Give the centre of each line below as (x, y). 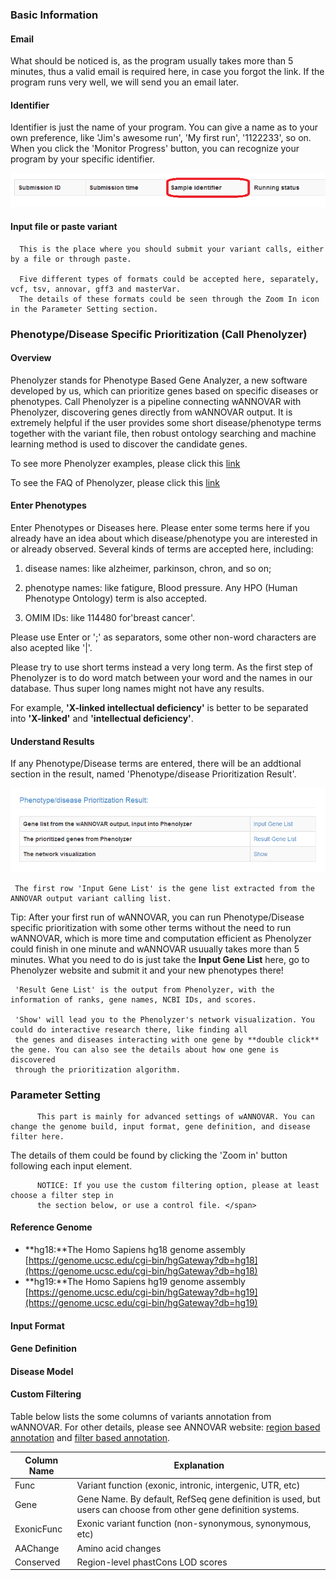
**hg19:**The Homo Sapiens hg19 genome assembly (135, 1282)
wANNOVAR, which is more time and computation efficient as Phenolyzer (161, 938)
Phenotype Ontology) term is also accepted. (116, 598)
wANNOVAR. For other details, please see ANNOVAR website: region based (165, 1427)
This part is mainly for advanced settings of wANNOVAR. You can (175, 1116)
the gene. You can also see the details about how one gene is (145, 1049)
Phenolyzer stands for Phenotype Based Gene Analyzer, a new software (159, 380)
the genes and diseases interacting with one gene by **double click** (167, 1039)
